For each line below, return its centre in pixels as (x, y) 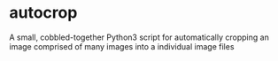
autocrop (43, 13)
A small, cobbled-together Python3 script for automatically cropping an (139, 37)
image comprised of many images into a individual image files (122, 46)
